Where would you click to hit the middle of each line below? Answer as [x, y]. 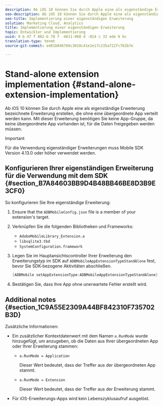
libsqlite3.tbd [34, 242]
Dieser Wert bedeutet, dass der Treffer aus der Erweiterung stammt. [87, 389]
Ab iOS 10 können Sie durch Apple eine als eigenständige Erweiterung [75, 108]
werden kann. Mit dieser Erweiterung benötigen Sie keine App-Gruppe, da [79, 118]
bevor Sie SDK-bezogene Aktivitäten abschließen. [62, 266]
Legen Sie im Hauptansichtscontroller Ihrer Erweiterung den [72, 256]
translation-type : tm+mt [30, 41]
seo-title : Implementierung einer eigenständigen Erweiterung [69, 18]
